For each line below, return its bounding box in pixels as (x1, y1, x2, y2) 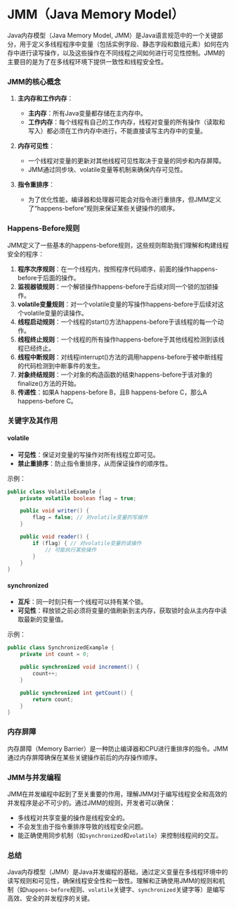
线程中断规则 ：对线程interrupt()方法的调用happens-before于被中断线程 (17, 353, 223, 361)
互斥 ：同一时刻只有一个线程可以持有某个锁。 (17, 598, 147, 606)
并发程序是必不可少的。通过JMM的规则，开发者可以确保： (7, 798, 176, 807)
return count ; (32, 696, 74, 703)
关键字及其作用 (7, 416, 58, 426)
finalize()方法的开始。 (17, 379, 81, 387)
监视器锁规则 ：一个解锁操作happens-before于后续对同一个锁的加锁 (17, 282, 213, 291)
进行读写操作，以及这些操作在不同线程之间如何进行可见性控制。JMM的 (19, 49, 225, 57)
